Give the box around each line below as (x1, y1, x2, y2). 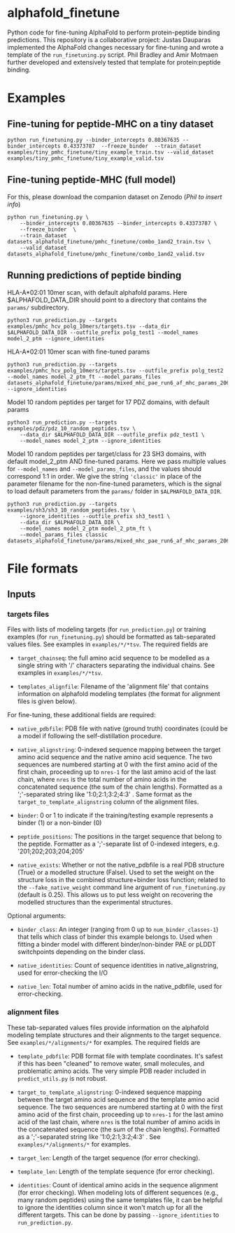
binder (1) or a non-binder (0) (17, 819, 102, 827)
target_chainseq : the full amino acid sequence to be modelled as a (17, 654, 210, 662)
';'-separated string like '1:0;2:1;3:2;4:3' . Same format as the (17, 790, 192, 799)
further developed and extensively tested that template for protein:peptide (7, 58, 221, 66)
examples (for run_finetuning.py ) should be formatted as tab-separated (7, 633, 215, 641)
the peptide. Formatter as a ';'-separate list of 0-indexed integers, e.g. (17, 840, 220, 848)
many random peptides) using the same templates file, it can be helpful (17, 1195, 222, 1204)
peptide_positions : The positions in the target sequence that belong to (17, 832, 222, 841)
